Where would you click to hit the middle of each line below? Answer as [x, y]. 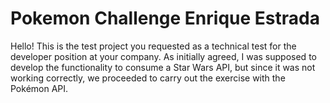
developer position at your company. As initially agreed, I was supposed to [163, 56]
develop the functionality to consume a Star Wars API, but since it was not [163, 67]
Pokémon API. [39, 88]
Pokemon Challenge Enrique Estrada [165, 18]
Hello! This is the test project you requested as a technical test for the [153, 46]
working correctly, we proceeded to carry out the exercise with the [148, 78]
